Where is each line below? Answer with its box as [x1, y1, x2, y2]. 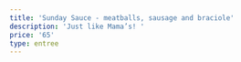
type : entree [9, 38, 59, 48]
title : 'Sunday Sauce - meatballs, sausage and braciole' [9, 13, 235, 23]
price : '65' [9, 30, 55, 39]
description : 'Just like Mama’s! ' [9, 22, 145, 31]
